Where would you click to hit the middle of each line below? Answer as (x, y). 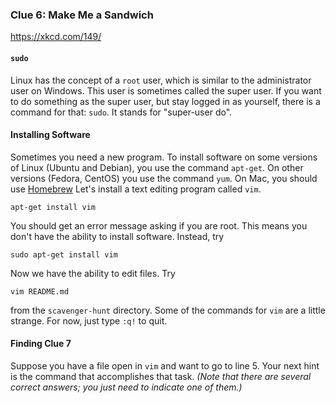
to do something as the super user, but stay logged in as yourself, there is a (165, 101)
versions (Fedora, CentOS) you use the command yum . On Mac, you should (164, 178)
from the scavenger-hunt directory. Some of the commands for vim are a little (168, 310)
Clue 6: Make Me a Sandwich (82, 15)
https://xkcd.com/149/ (56, 37)
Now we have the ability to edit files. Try (93, 273)
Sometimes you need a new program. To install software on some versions (164, 157)
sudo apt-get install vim (64, 254)
